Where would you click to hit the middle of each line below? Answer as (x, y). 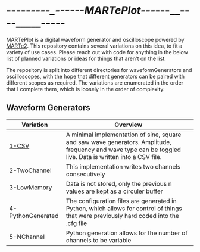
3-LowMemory (31, 187)
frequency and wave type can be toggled (124, 150)
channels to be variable (99, 240)
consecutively (85, 174)
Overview (128, 125)
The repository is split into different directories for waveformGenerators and (99, 70)
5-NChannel (27, 237)
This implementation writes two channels (123, 166)
